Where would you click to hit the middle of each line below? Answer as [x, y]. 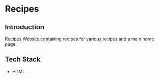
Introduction [25, 27]
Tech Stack [23, 60]
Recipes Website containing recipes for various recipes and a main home [79, 39]
